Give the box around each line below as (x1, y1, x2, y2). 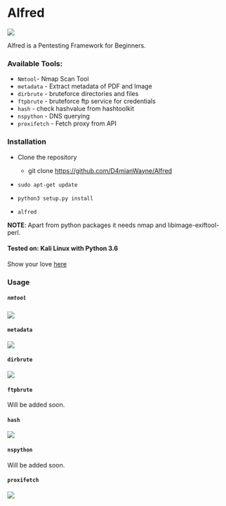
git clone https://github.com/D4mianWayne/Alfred (27, 166, 173, 175)
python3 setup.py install (17, 195, 93, 202)
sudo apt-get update (17, 181, 78, 189)
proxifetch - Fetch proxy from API (17, 119, 117, 128)
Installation (7, 137, 47, 146)
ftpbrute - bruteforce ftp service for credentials (17, 97, 156, 106)
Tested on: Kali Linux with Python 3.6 (7, 244, 119, 253)
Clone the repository (17, 153, 77, 161)
